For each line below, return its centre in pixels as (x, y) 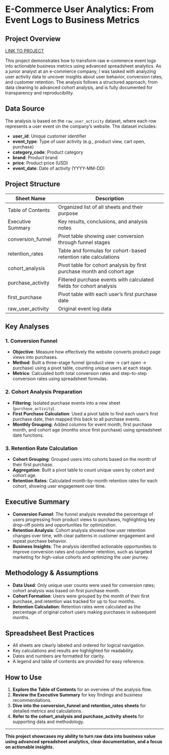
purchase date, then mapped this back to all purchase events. (76, 419)
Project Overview (33, 39)
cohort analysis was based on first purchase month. (66, 590)
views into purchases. (35, 357)
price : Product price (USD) (40, 163)
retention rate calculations (89, 257)
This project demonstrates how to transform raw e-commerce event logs (81, 61)
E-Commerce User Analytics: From (80, 9)
